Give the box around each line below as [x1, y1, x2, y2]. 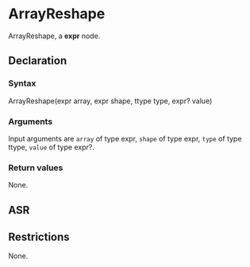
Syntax [8, 78, 37, 89]
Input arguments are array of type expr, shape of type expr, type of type [8, 133, 242, 143]
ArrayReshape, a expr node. [8, 31, 101, 41]
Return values [8, 162, 63, 173]
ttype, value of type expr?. [8, 142, 95, 152]
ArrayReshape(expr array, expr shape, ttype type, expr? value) [8, 96, 213, 106]
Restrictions [8, 230, 70, 243]
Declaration [8, 54, 67, 68]
